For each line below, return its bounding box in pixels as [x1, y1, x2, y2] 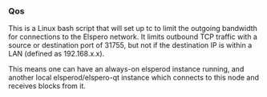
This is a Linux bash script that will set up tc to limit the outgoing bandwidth [8, 24, 258, 33]
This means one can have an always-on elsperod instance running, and [8, 64, 245, 74]
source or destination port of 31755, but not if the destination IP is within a [8, 41, 253, 50]
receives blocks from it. [8, 81, 87, 91]
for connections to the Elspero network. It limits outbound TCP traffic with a [8, 32, 258, 41]
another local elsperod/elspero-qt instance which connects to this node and [8, 73, 259, 83]
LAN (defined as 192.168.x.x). [8, 49, 105, 59]
